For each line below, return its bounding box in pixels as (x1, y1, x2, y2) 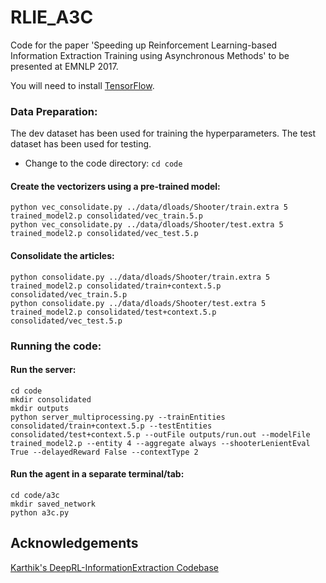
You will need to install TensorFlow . (10, 79, 155, 91)
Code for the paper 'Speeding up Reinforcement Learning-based (10, 39, 278, 51)
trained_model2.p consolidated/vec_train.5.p (10, 211, 203, 221)
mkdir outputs (10, 403, 70, 413)
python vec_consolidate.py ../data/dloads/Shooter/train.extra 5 (10, 202, 288, 213)
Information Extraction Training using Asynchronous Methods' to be (10, 49, 290, 61)
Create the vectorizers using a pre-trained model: (10, 180, 221, 192)
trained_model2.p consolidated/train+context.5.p (10, 281, 222, 291)
